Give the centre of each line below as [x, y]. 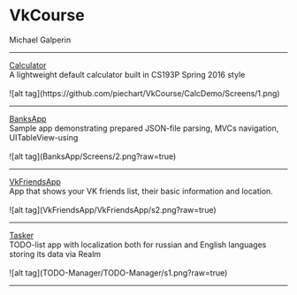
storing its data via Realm [55, 253]
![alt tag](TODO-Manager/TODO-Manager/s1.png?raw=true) [118, 272]
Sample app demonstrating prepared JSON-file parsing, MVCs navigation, [144, 128]
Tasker [22, 235]
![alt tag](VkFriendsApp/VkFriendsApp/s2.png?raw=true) [113, 209]
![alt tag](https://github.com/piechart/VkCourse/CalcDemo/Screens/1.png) [145, 93]
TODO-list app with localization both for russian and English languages [138, 245]
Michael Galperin [40, 40]
